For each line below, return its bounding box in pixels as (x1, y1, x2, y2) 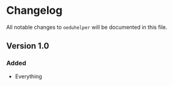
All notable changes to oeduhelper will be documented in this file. (6, 23, 168, 31)
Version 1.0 (6, 41, 49, 51)
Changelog (6, 4, 63, 17)
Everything (14, 73, 42, 80)
